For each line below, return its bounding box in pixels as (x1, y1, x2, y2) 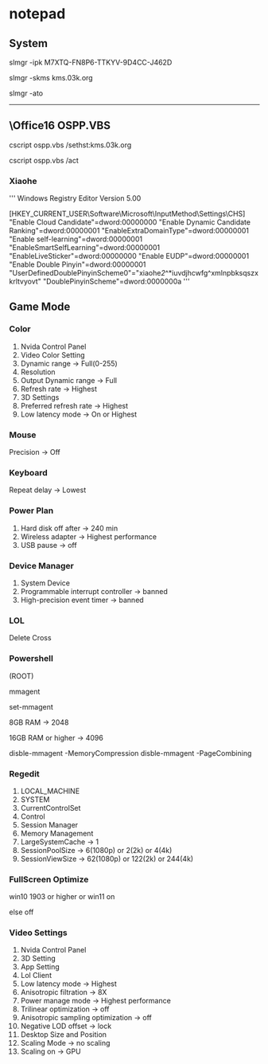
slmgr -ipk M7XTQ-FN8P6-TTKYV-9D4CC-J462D (9, 57, 173, 67)
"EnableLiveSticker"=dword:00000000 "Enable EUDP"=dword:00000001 (9, 252, 250, 261)
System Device (20, 578, 71, 588)
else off (9, 907, 34, 917)
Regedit (9, 768, 41, 779)
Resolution (20, 367, 56, 377)
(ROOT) (9, 671, 34, 681)
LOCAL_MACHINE (20, 786, 80, 796)
